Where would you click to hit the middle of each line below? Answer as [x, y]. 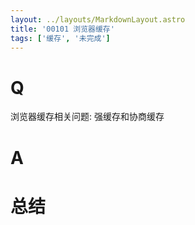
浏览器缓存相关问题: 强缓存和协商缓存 [87, 117]
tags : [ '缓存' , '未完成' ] [60, 38]
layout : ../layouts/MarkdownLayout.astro [98, 19]
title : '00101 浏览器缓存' [62, 29]
